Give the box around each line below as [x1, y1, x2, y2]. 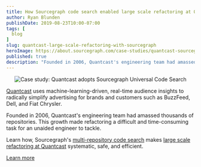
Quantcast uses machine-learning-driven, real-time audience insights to [6, 87, 184, 94]
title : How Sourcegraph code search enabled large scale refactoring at [6, 8, 191, 15]
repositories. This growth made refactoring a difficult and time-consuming [6, 118, 189, 125]
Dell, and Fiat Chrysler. [6, 100, 62, 107]
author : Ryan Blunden [6, 14, 60, 20]
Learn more [6, 154, 35, 161]
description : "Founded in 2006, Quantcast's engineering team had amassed [6, 59, 197, 65]
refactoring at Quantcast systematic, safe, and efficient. [6, 142, 144, 150]
